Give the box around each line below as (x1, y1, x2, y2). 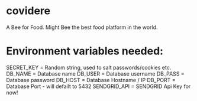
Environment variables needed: (6, 44, 164, 58)
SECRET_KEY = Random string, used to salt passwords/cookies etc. (6, 64, 172, 71)
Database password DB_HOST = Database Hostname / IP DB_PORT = (6, 76, 176, 83)
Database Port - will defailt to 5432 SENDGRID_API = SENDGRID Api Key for (6, 83, 191, 90)
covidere (6, 4, 51, 18)
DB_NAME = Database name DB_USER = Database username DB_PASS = (6, 70, 185, 77)
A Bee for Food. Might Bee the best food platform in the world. (6, 24, 158, 31)
